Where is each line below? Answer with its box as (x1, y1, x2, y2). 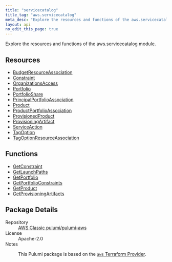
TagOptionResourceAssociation (12, 135, 79, 141)
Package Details (5, 205, 58, 214)
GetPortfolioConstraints (12, 179, 62, 185)
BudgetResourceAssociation (12, 69, 73, 75)
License (5, 230, 22, 236)
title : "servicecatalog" (5, 7, 58, 13)
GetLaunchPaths (12, 169, 48, 175)
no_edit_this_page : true (5, 27, 58, 32)
